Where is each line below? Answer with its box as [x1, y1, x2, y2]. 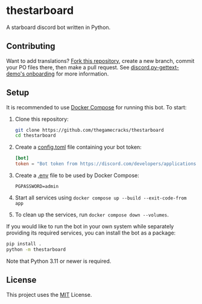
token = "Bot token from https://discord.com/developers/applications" [14, 161, 199, 167]
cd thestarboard [14, 132, 56, 139]
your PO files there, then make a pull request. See [6, 63, 130, 71]
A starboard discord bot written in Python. [6, 24, 111, 31]
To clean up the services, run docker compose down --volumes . [14, 211, 169, 218]
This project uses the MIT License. [6, 291, 92, 298]
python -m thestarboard [6, 246, 66, 253]
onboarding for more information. [26, 70, 109, 77]
